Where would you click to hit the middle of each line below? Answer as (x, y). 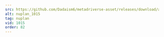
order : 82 (15, 27)
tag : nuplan (17, 18)
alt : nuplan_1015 (23, 14)
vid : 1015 (15, 23)
